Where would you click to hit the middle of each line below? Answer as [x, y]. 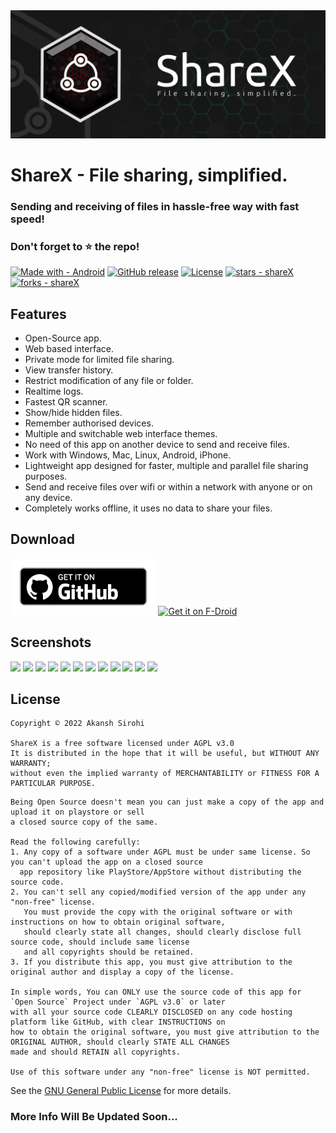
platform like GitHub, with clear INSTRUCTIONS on [118, 1022]
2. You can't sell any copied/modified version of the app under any [158, 892]
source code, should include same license [100, 942]
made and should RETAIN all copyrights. [96, 1052]
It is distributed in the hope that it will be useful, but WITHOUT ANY [165, 754]
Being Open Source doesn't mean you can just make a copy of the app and [167, 802]
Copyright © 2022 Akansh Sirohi [77, 724]
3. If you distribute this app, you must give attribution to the [151, 962]
